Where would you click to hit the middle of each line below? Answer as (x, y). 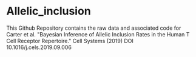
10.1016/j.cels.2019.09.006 (39, 47)
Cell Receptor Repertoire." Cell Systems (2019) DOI (70, 41)
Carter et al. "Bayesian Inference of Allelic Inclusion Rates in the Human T (98, 34)
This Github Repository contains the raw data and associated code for (94, 28)
